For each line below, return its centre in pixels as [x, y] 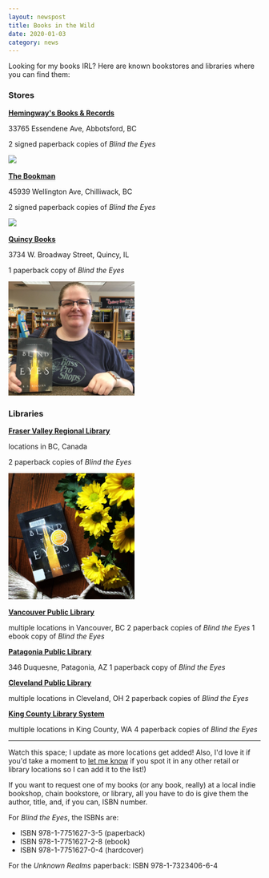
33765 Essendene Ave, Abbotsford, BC [73, 128]
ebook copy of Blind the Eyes [57, 636]
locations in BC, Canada [48, 447]
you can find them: [39, 75]
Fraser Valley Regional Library [59, 431]
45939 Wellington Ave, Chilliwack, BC [70, 191]
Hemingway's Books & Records [61, 113]
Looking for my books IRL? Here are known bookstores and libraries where [131, 66]
